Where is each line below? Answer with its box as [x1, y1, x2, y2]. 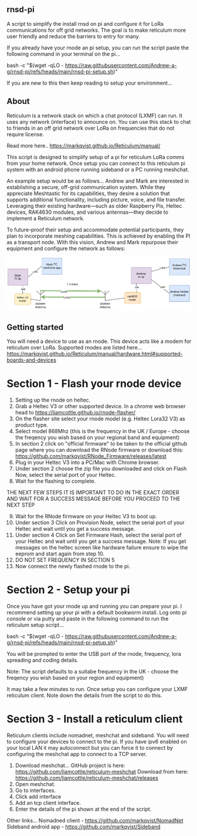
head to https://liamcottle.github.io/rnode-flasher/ [15, 409, 136, 416]
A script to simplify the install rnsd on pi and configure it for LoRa [6, 20, 164, 27]
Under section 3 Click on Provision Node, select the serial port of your [15, 519, 185, 526]
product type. [15, 422, 49, 428]
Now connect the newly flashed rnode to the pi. [15, 563, 131, 569]
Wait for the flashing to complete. [15, 478, 96, 484]
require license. [6, 130, 45, 137]
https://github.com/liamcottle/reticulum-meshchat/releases [15, 774, 159, 781]
